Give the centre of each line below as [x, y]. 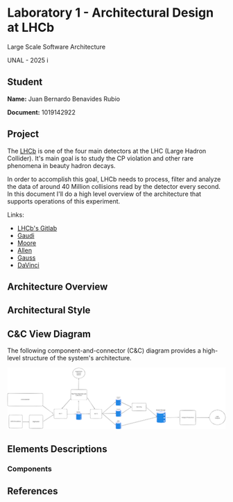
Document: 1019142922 [42, 112]
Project [23, 134]
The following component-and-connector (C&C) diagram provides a [104, 351]
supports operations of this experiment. [64, 201]
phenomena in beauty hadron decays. [61, 165]
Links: [16, 215]
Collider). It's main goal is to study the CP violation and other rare [101, 158]
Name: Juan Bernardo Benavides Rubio [63, 99]
